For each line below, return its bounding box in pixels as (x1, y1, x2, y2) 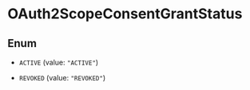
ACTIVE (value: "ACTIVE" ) (18, 57, 99, 67)
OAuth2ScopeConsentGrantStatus (7, 5, 243, 23)
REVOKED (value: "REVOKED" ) (18, 73, 105, 82)
